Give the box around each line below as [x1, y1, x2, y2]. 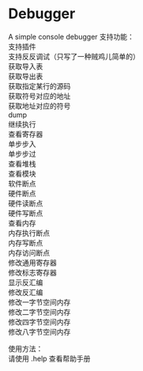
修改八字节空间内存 [8, 327, 71, 336]
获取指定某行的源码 [8, 81, 71, 91]
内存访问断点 [8, 248, 50, 257]
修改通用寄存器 [8, 258, 57, 267]
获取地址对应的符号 [8, 100, 71, 111]
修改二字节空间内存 [8, 307, 71, 316]
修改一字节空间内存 [8, 297, 71, 307]
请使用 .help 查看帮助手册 [8, 354, 91, 363]
